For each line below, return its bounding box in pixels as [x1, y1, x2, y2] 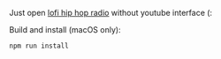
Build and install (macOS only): [9, 25, 121, 34]
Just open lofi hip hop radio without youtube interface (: [9, 8, 213, 18]
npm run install [9, 41, 69, 50]
